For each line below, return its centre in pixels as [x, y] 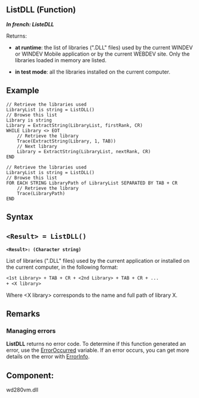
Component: [30, 376]
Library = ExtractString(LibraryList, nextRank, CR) [84, 151]
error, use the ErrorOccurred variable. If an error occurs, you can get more [98, 350]
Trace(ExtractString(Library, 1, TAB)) [67, 141]
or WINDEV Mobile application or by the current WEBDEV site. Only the [102, 54]
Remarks [23, 314]
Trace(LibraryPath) [41, 193]
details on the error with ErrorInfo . [48, 357]
